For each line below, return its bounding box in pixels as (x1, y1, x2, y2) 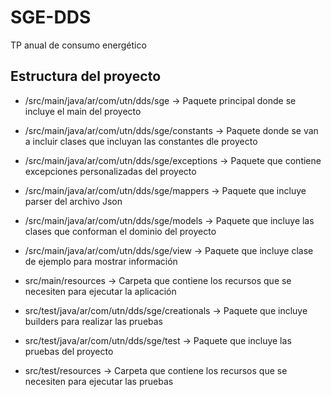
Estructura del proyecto (10, 68, 162, 85)
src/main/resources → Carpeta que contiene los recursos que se (24, 274, 292, 286)
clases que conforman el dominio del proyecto (24, 225, 217, 237)
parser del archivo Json (24, 195, 123, 207)
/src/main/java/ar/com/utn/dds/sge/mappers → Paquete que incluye (24, 184, 307, 196)
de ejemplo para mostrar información (24, 255, 178, 267)
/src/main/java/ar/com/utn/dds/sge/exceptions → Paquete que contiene (24, 154, 322, 166)
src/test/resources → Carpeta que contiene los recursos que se (24, 364, 288, 376)
